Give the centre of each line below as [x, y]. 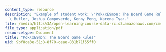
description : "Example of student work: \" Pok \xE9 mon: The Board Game [79, 14]
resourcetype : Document [30, 33]
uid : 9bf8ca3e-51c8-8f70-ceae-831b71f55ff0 [51, 42]
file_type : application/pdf [34, 28]
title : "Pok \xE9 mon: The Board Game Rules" [51, 38]
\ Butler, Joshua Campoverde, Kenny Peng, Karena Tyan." [69, 19]
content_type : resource [30, 10]
